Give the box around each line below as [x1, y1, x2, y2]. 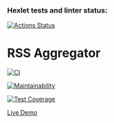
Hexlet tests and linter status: [7, 6, 108, 15]
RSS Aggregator [7, 46, 101, 61]
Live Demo [7, 108, 38, 117]
